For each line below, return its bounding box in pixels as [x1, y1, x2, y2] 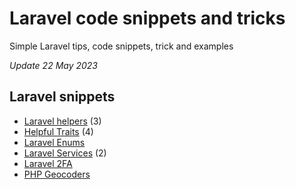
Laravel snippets [9, 88, 116, 106]
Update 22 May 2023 [9, 59, 99, 71]
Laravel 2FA [23, 157, 73, 169]
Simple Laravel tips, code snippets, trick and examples [9, 40, 234, 52]
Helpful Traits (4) [23, 125, 94, 137]
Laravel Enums [23, 136, 86, 148]
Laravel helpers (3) [23, 115, 102, 127]
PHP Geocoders [23, 168, 91, 180]
